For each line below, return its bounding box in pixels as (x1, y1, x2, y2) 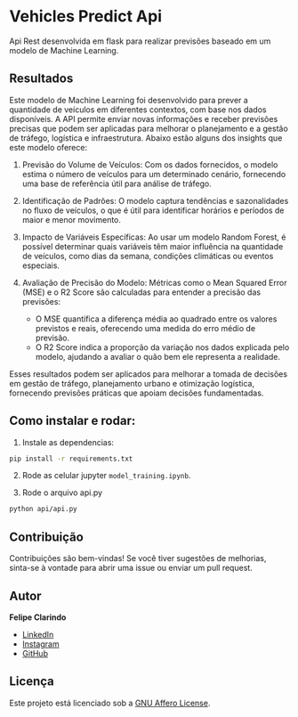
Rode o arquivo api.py (21, 487, 103, 498)
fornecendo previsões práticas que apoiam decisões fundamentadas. (9, 387, 264, 398)
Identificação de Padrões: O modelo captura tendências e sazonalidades (21, 195, 289, 206)
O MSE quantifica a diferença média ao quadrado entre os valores (35, 314, 278, 324)
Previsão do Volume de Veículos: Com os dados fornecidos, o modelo (21, 159, 278, 170)
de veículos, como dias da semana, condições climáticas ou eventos (21, 250, 274, 261)
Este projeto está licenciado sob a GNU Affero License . (9, 697, 211, 708)
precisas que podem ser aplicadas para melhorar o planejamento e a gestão (9, 123, 289, 134)
